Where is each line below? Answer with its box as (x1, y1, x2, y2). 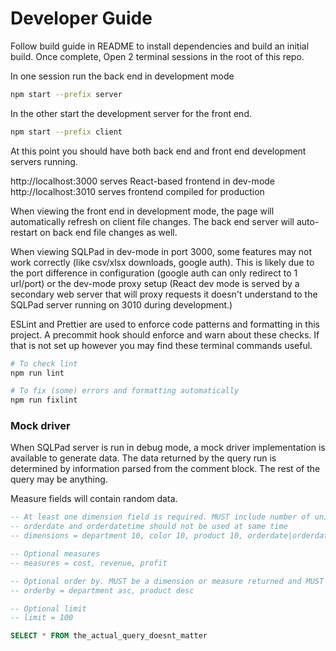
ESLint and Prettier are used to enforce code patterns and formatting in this (10, 318, 320, 330)
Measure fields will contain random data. (10, 493, 178, 505)
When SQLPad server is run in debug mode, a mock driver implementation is (10, 442, 326, 454)
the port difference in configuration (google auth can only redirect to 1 (10, 267, 298, 279)
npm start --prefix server (10, 89, 123, 99)
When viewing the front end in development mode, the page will (10, 205, 275, 217)
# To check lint (10, 358, 78, 369)
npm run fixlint (10, 395, 78, 406)
